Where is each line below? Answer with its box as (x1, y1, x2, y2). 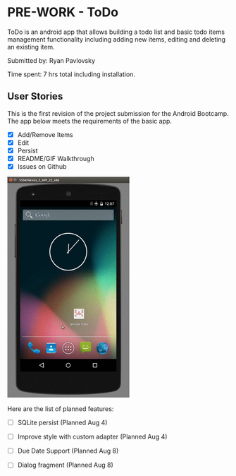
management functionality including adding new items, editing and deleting (7, 35, 226, 43)
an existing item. (7, 42, 55, 51)
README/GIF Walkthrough (17, 154, 94, 162)
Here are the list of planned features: (7, 405, 114, 413)
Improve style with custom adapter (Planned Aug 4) (17, 432, 168, 441)
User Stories (7, 90, 63, 102)
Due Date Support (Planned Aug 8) (17, 446, 119, 456)
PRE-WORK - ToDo (7, 4, 118, 20)
